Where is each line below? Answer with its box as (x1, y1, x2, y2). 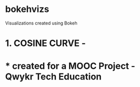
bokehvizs (5, 3, 49, 15)
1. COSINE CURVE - (5, 37, 86, 49)
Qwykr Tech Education (5, 71, 102, 82)
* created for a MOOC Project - (5, 60, 135, 72)
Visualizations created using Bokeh (5, 20, 77, 26)
